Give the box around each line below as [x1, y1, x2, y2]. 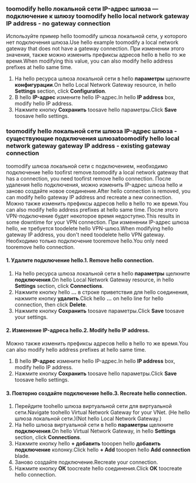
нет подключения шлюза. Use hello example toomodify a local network [6, 39, 178, 46]
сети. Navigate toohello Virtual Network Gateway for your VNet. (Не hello [14, 409, 190, 416]
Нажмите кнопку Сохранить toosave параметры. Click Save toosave [14, 307, 184, 314]
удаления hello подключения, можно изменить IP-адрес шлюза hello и [6, 181, 183, 188]
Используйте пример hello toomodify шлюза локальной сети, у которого [6, 33, 187, 40]
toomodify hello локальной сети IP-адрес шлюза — [6, 5, 159, 13]
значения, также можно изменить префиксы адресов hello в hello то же [6, 52, 186, 59]
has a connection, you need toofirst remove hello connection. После [6, 175, 171, 182]
